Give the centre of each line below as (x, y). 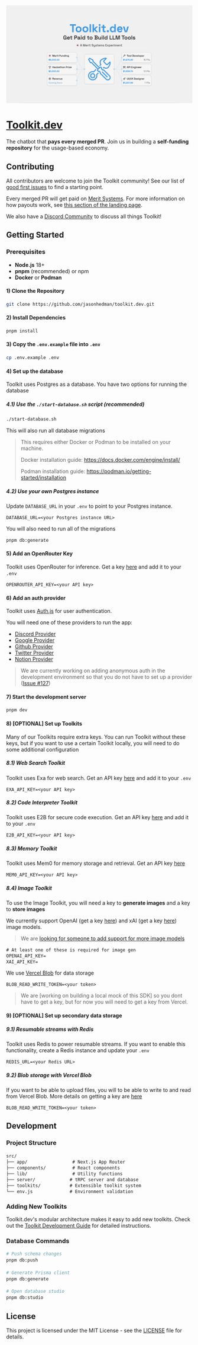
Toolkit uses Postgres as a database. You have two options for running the (97, 384)
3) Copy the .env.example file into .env (53, 344)
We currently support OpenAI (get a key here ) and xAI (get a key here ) (92, 921)
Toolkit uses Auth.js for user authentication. (59, 611)
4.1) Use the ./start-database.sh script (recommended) (75, 404)
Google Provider (35, 640)
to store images (26, 909)
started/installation (43, 478)
